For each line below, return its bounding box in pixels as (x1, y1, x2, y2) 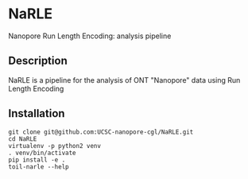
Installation (8, 107, 65, 120)
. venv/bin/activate (8, 149, 77, 157)
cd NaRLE (8, 134, 37, 143)
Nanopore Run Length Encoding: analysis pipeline (8, 31, 172, 41)
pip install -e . (8, 156, 66, 164)
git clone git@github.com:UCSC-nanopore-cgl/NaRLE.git (8, 128, 194, 136)
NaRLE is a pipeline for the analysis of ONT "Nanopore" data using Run (8, 75, 241, 84)
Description (8, 54, 68, 68)
